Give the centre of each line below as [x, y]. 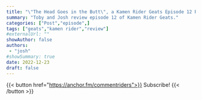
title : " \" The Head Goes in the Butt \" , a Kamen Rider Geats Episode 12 [99, 12]
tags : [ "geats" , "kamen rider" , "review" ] [58, 29]
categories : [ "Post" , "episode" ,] [48, 23]
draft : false [23, 68]
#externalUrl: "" [28, 34]
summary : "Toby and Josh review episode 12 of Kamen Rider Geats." [93, 17]
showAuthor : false [29, 40]
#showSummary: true [31, 57]
